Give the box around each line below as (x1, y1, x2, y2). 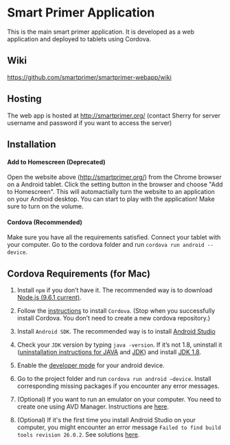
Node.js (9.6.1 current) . (16, 294, 82, 302)
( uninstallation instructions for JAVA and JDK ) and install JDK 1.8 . (16, 348, 201, 356)
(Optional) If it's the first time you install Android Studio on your (16, 416, 196, 424)
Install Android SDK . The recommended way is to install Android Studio (16, 327, 216, 336)
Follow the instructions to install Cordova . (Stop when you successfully (16, 307, 216, 315)
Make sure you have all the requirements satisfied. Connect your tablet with (7, 233, 221, 241)
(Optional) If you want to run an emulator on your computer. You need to (16, 395, 222, 404)
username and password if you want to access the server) (7, 118, 172, 127)
